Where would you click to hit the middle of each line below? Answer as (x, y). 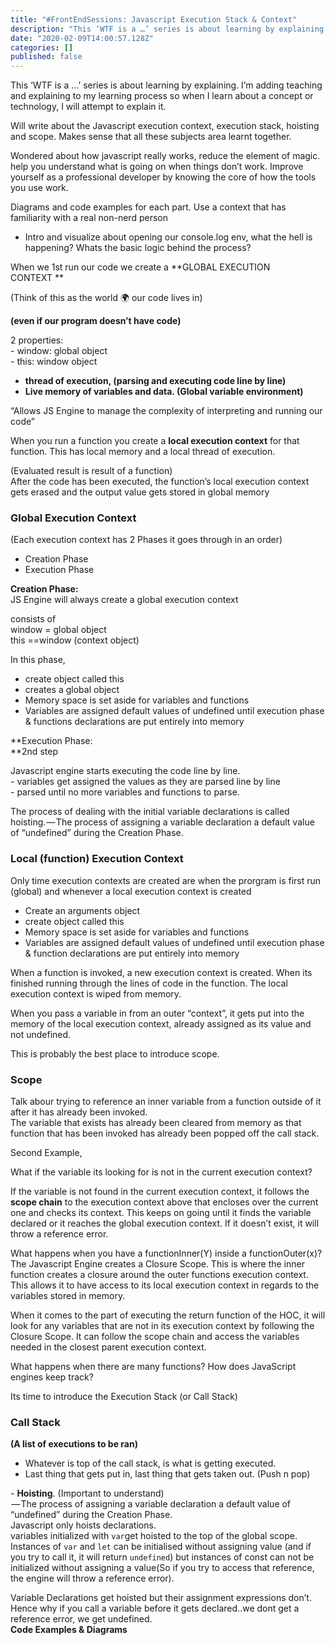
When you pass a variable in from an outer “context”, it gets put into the (157, 1013)
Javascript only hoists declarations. (83, 1525)
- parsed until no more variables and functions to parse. (125, 792)
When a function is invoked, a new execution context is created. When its (161, 972)
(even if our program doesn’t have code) (96, 321)
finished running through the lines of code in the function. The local (149, 983)
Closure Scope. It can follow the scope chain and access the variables (155, 1337)
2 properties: (37, 340)
